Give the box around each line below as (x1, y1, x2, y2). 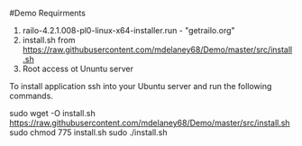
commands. (9, 90, 54, 101)
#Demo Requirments (9, 8, 86, 18)
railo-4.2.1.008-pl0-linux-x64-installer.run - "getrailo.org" (22, 25, 236, 35)
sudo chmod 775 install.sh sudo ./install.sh (9, 127, 168, 138)
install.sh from (22, 35, 76, 45)
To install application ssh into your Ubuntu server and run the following (9, 81, 272, 91)
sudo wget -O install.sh (9, 108, 96, 118)
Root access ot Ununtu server (22, 63, 133, 74)
